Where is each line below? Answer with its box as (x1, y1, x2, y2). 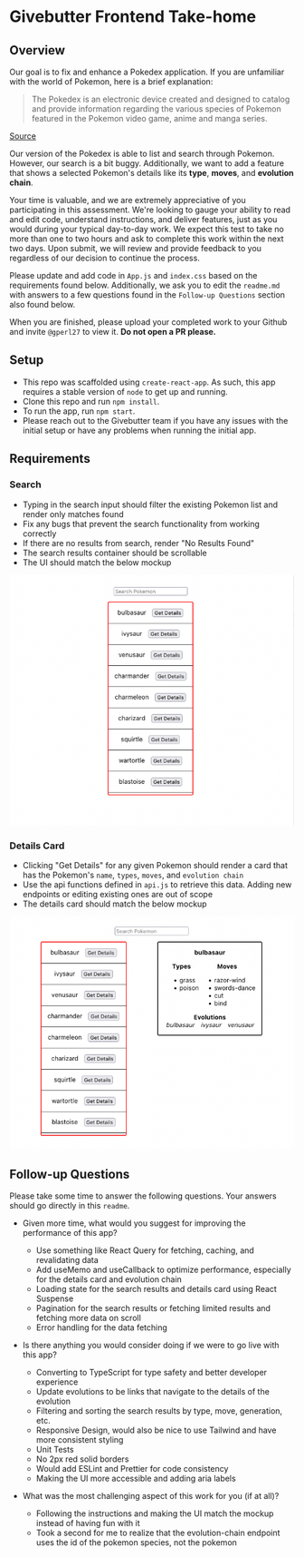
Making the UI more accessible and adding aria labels (35, 1473, 237, 1484)
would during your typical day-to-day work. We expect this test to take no (9, 224, 285, 234)
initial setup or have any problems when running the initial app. (22, 425, 257, 436)
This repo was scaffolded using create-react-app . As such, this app (22, 377, 276, 387)
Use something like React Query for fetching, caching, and (35, 1245, 255, 1256)
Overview (9, 43, 66, 58)
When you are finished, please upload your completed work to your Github (9, 317, 288, 328)
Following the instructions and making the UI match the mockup (35, 1508, 274, 1519)
